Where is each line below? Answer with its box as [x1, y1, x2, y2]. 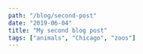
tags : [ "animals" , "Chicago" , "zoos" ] [8, 33, 136, 42]
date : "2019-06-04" [8, 19, 73, 27]
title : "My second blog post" [8, 26, 108, 34]
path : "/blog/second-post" [8, 11, 97, 20]
